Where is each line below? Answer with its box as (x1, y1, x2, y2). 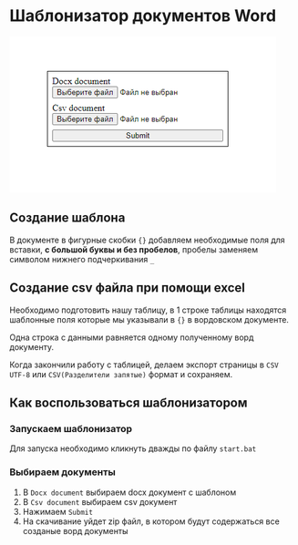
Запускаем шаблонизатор (9, 422, 133, 435)
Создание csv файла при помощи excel (9, 280, 246, 296)
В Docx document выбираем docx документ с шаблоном (22, 487, 237, 498)
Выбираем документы (9, 466, 116, 478)
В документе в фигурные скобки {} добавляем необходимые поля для (9, 234, 285, 245)
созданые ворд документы (22, 525, 128, 536)
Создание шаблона (9, 211, 126, 226)
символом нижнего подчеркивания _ (9, 253, 155, 264)
